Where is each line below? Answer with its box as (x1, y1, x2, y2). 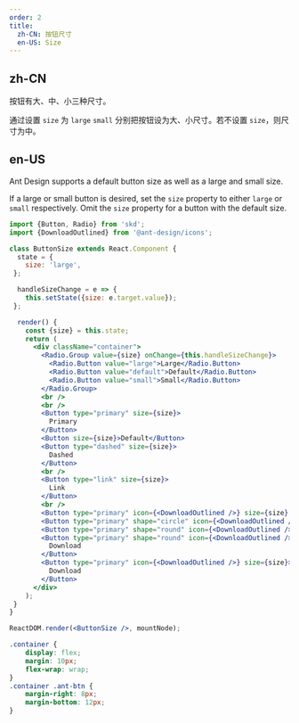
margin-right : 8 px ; (25, 690, 98, 699)
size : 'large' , (25, 260, 82, 270)
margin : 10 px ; (25, 656, 77, 665)
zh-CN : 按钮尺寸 (17, 29, 73, 38)
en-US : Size (17, 37, 62, 47)
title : (9, 21, 34, 30)
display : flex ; (25, 648, 82, 657)
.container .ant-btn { (9, 681, 93, 691)
